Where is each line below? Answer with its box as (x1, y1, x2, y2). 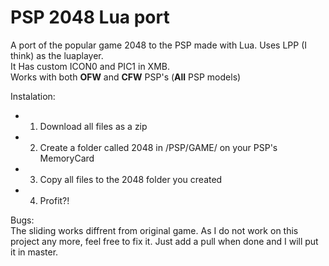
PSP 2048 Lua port (10, 6, 170, 29)
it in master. (10, 246, 59, 258)
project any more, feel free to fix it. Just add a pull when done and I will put (10, 235, 319, 247)
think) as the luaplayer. (10, 49, 104, 61)
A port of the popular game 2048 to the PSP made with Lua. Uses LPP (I (10, 39, 308, 51)
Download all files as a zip (39, 120, 148, 132)
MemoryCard (39, 152, 95, 164)
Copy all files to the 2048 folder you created (39, 173, 223, 185)
